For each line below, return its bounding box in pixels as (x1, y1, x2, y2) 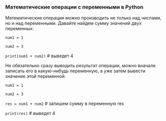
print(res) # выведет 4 (5, 110, 55, 116)
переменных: (5, 26, 34, 32)
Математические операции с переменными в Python (5, 4, 143, 11)
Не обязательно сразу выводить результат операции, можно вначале (5, 63, 156, 69)
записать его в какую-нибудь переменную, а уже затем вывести (5, 68, 146, 74)
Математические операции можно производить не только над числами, (5, 15, 162, 21)
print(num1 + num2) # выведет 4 (5, 53, 73, 59)
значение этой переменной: (5, 73, 66, 79)
